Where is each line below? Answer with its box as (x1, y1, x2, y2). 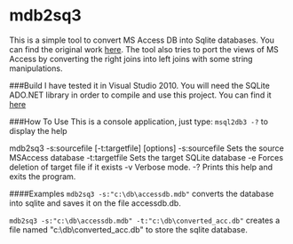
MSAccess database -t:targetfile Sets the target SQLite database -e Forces (9, 152, 284, 162)
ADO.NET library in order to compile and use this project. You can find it (9, 90, 273, 100)
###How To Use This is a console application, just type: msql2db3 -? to (9, 116, 269, 127)
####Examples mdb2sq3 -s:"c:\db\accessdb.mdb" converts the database (9, 188, 274, 199)
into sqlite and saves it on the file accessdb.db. (9, 197, 182, 209)
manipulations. (9, 63, 63, 74)
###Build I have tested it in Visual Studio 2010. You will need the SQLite (9, 80, 271, 91)
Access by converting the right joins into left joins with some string (9, 53, 253, 64)
